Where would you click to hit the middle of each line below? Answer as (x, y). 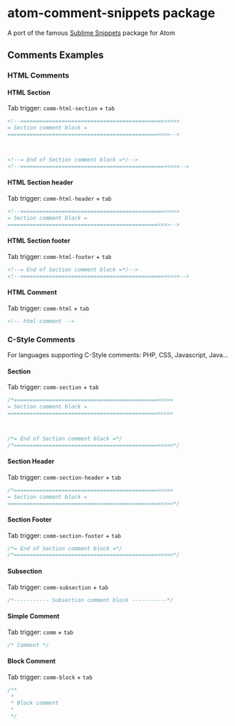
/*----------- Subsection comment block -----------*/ (90, 600)
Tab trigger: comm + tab (40, 632)
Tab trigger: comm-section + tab (53, 387)
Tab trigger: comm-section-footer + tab (64, 535)
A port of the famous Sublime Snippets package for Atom (92, 33)
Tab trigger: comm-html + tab (48, 308)
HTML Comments (38, 75)
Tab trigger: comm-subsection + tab (58, 587)
